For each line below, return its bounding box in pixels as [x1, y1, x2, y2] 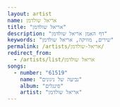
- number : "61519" [13, 69, 68, 76]
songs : [7, 63, 27, 70]
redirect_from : [7, 50, 52, 57]
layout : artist [7, 10, 52, 18]
